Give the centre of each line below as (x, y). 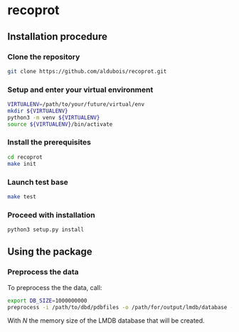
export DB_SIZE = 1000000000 (47, 301)
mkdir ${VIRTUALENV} (38, 111)
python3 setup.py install (46, 230)
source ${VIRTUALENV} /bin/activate (60, 124)
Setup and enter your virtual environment (80, 90)
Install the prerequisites (49, 142)
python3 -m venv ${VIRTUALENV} (54, 117)
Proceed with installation (51, 215)
